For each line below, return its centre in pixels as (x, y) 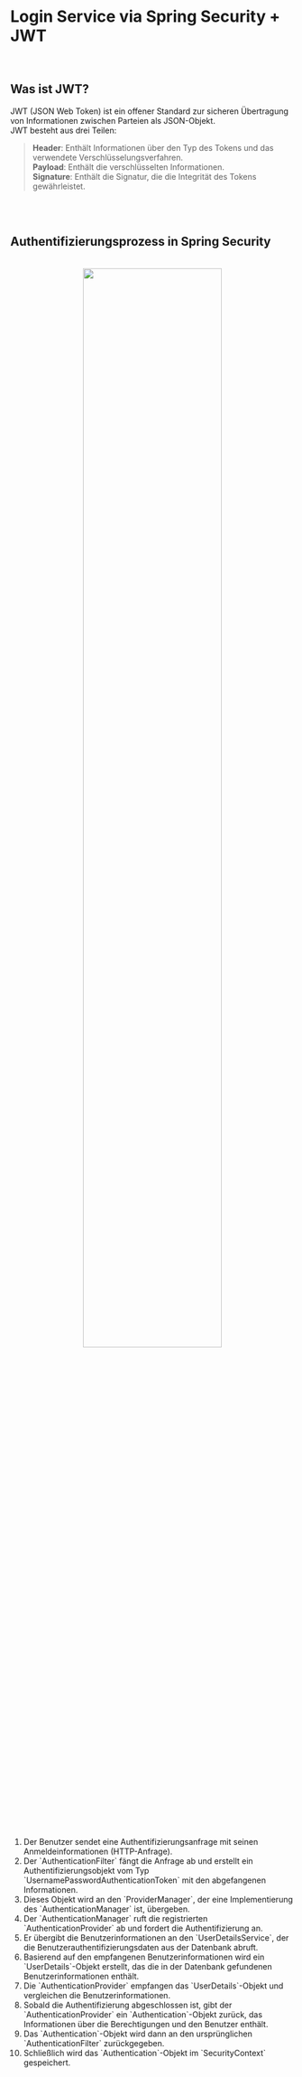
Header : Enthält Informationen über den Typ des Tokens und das (153, 147)
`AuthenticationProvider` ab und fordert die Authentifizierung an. (143, 1928)
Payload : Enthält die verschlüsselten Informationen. (128, 167)
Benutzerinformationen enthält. (81, 1976)
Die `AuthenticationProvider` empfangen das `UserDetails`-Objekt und (153, 1986)
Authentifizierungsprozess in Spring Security (141, 242)
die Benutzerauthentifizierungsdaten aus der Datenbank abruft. (141, 1947)
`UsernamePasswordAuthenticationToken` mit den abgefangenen (145, 1880)
